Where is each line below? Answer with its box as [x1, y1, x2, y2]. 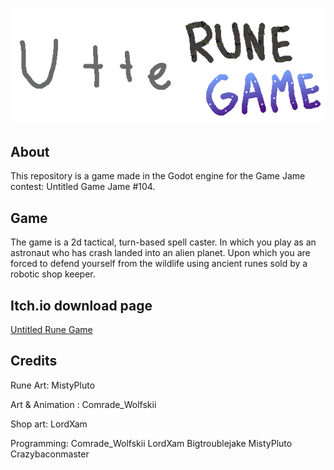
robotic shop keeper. [10, 268, 96, 280]
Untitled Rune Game [10, 323, 93, 335]
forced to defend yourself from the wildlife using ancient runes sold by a [10, 258, 308, 270]
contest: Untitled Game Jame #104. [10, 181, 156, 193]
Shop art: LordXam [10, 418, 88, 430]
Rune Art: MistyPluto [10, 379, 96, 391]
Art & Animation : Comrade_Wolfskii [10, 398, 157, 410]
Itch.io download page [10, 297, 153, 314]
